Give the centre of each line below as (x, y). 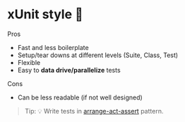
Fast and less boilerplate (53, 47)
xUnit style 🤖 (45, 14)
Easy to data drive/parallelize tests (69, 70)
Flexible (29, 62)
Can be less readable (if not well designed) (80, 97)
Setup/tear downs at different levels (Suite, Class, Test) (98, 55)
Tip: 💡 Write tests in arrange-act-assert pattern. (94, 111)
